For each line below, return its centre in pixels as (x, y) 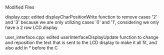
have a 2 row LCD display (31, 27)
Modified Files (20, 7)
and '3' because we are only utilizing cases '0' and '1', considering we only (82, 22)
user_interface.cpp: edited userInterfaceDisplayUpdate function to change (82, 37)
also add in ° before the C (32, 48)
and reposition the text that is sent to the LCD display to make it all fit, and (81, 42)
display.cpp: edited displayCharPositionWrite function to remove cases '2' (81, 17)
